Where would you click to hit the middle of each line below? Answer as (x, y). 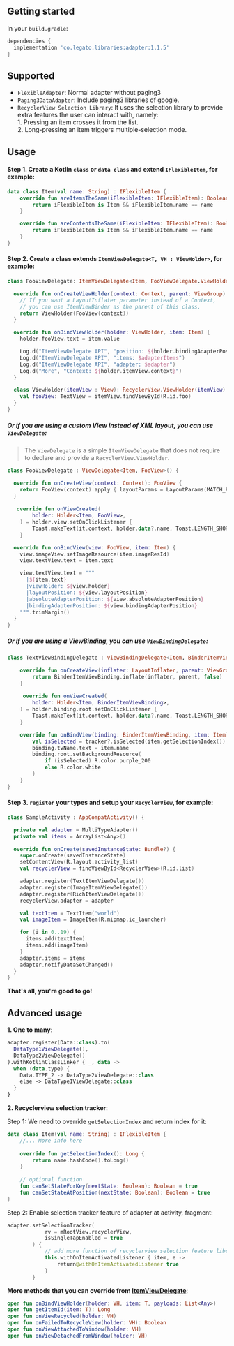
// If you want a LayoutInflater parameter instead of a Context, (118, 300)
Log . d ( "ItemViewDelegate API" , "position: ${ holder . (98, 352)
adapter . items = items (53, 958)
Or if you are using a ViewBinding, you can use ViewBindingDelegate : (108, 641)
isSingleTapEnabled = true (84, 1238)
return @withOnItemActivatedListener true (118, 1264)
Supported (31, 76)
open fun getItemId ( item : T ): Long (59, 1310)
